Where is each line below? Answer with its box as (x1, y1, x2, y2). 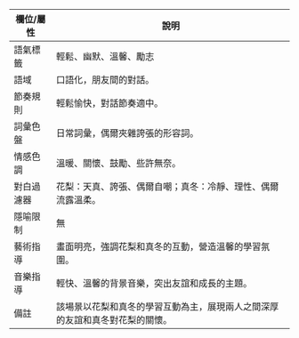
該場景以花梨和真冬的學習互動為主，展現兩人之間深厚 (56, 301, 279, 312)
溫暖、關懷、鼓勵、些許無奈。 (56, 157, 182, 169)
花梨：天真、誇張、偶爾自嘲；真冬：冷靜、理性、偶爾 (56, 181, 279, 192)
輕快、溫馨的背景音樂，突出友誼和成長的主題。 (56, 278, 253, 289)
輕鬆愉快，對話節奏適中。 (56, 97, 164, 109)
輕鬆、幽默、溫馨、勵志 (56, 51, 155, 62)
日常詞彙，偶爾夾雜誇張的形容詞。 (56, 127, 199, 139)
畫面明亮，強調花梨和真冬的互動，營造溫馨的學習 (56, 240, 262, 253)
